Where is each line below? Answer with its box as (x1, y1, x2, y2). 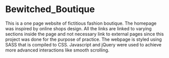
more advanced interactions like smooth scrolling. (5, 47, 110, 53)
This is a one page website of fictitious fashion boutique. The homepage (5, 20, 157, 26)
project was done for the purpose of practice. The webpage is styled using (5, 36, 162, 42)
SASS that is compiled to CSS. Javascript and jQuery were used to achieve (5, 41, 161, 47)
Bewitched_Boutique (5, 4, 95, 15)
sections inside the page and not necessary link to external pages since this (5, 31, 164, 37)
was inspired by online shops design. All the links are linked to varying (5, 25, 152, 31)
